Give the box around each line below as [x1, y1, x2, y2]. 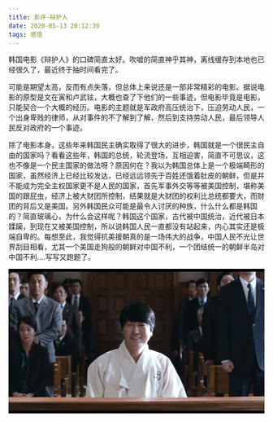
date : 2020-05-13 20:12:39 [8, 21, 100, 30]
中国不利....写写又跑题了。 [8, 253, 96, 262]
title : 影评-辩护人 [8, 13, 68, 21]
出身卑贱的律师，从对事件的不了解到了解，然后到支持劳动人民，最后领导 [15, 112, 258, 122]
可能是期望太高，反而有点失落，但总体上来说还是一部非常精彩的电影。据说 [8, 82, 258, 92]
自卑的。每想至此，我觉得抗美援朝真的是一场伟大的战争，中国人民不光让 [15, 232, 258, 242]
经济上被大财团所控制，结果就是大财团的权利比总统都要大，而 [50, 191, 258, 201]
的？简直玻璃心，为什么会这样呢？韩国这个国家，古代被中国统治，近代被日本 [8, 212, 265, 222]
